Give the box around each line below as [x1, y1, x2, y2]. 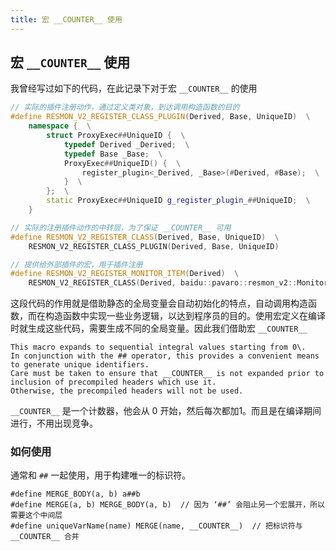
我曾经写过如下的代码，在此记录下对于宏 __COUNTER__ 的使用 [10, 82, 258, 95]
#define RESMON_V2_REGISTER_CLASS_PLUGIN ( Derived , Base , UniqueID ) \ [10, 112, 311, 122]
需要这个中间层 [10, 511, 63, 521]
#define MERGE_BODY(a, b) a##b [10, 489, 141, 500]
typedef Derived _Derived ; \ [63, 139, 190, 150]
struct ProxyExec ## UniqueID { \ [46, 131, 186, 141]
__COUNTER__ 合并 [10, 532, 80, 542]
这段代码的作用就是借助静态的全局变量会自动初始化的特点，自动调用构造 [10, 297, 308, 310]
